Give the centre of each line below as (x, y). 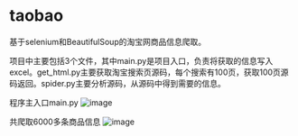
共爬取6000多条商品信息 (55, 122)
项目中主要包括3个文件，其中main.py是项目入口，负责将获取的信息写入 (141, 60)
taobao (37, 16)
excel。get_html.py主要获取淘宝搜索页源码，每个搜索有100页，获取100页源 (149, 72)
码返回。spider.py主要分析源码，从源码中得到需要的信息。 (117, 83)
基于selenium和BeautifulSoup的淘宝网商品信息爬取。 (107, 41)
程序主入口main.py (44, 102)
